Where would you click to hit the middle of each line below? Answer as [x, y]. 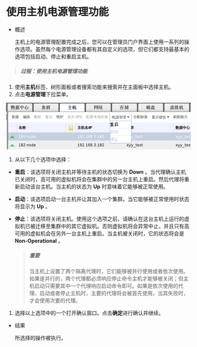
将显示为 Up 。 [33, 206]
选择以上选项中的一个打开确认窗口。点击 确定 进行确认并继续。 [89, 313]
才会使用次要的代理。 [55, 301]
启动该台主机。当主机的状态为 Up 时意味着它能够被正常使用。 [94, 187]
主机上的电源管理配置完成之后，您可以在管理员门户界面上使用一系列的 [99, 42]
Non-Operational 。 [39, 241]
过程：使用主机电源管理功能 [54, 71]
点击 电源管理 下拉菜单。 [43, 94]
